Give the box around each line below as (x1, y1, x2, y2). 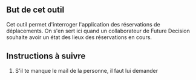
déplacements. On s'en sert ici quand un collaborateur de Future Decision (6, 27, 191, 34)
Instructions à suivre (6, 51, 86, 61)
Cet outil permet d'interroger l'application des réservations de (6, 20, 160, 28)
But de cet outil (6, 5, 65, 15)
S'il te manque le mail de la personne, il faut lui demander (15, 67, 158, 74)
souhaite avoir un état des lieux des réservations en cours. (6, 33, 152, 41)
